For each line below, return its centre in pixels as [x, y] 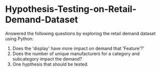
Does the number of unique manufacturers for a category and [76, 54]
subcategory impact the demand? [47, 59]
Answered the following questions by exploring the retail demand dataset [80, 33]
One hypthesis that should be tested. [50, 64]
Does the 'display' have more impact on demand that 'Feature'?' [78, 48]
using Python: [19, 39]
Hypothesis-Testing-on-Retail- [71, 9]
